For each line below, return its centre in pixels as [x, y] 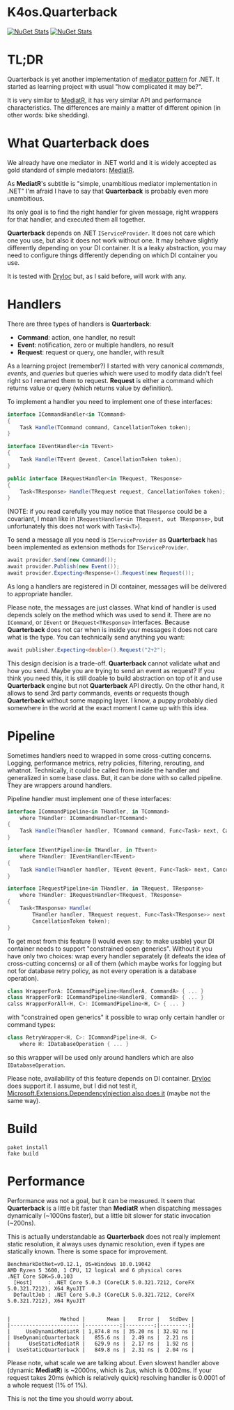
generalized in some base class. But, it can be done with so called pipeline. [115, 777]
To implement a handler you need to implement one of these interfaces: [110, 401]
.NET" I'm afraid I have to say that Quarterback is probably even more [108, 191]
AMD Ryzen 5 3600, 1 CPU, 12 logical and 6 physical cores [95, 1270]
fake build [23, 1153]
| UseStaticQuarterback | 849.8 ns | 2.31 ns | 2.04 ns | [101, 1350]
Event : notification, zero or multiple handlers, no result [95, 345]
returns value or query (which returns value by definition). [90, 388]
